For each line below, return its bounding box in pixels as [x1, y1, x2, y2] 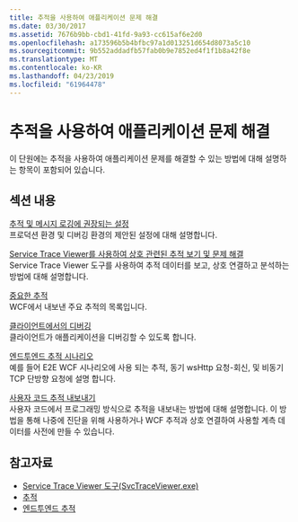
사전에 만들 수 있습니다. [32, 426, 115, 437]
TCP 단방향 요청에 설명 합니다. [9, 374, 117, 385]
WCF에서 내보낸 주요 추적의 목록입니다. [9, 302, 148, 313]
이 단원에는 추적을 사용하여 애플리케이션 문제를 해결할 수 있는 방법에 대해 [9, 153, 263, 164]
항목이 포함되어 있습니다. [18, 164, 106, 175]
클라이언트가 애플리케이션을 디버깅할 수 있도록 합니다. [9, 332, 197, 342]
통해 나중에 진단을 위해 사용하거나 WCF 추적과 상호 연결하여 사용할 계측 [25, 415, 276, 426]
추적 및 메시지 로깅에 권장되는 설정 [9, 218, 129, 229]
